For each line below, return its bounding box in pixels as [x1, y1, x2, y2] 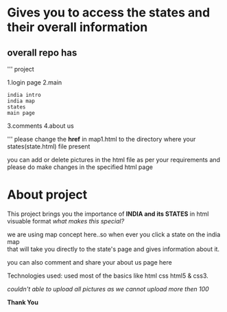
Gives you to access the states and [7, 5, 211, 21]
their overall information [7, 19, 148, 35]
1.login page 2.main [7, 78, 62, 87]
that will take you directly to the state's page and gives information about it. [7, 245, 220, 253]
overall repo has [7, 47, 77, 58]
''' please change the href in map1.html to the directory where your [7, 135, 196, 143]
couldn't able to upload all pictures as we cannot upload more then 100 [7, 285, 209, 293]
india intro [7, 91, 41, 98]
